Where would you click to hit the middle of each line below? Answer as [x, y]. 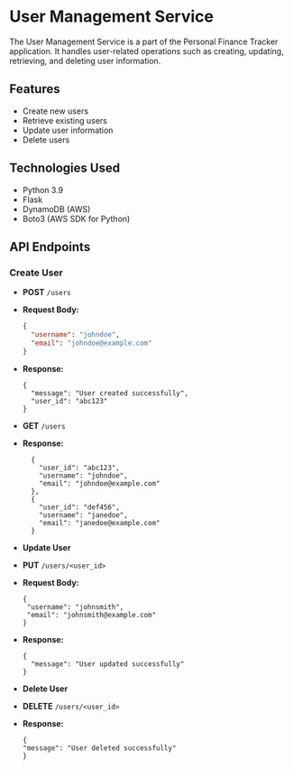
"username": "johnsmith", [75, 607]
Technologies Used [64, 168]
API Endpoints [50, 247]
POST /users [46, 292]
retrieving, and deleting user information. [85, 60]
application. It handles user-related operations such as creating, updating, [146, 51]
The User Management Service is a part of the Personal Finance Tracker [144, 42]
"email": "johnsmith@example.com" [92, 615]
